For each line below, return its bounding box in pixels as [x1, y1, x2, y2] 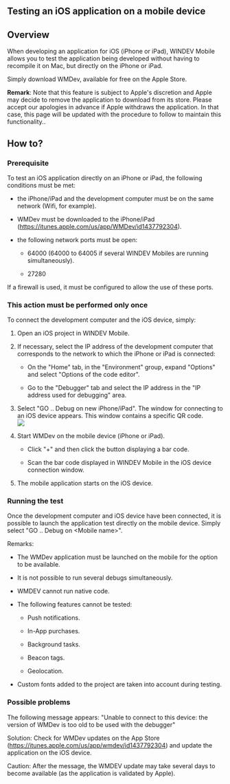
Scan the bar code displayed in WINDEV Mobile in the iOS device [27, 459, 211, 467]
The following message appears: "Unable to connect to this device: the [7, 713, 208, 721]
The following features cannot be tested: [16, 600, 133, 609]
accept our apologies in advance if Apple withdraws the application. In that [7, 103, 219, 111]
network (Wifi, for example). [16, 202, 97, 210]
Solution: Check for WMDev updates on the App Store [7, 734, 160, 742]
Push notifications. [27, 613, 80, 622]
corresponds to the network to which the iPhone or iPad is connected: [16, 350, 216, 358]
